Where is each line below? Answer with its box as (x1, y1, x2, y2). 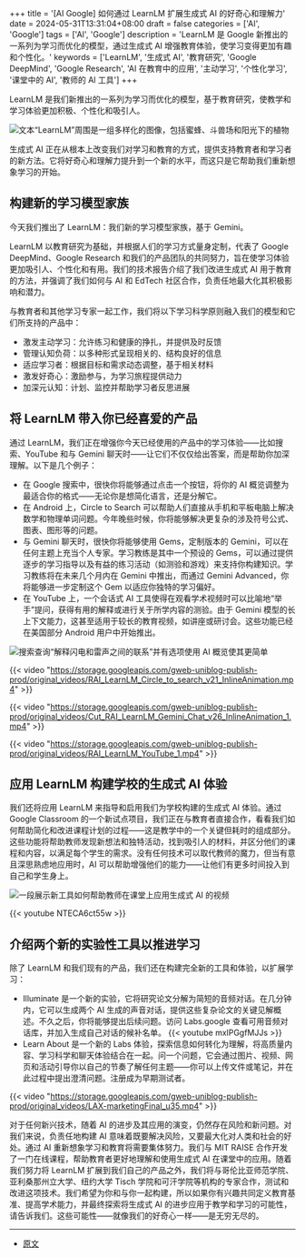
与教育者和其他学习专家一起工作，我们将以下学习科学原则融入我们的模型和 (9, 306, 288, 317)
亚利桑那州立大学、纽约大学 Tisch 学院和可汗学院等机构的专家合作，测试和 (9, 1176, 289, 1187)
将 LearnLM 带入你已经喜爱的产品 (9, 411, 198, 427)
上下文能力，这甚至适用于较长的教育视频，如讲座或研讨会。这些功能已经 (22, 615, 293, 626)
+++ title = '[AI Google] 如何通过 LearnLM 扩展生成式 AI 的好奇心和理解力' (9, 8, 286, 18)
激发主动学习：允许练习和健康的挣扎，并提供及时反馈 (22, 336, 222, 347)
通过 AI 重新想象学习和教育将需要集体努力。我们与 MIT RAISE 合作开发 (25, 1142, 289, 1153)
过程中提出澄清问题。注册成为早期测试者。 (30, 1072, 191, 1084)
